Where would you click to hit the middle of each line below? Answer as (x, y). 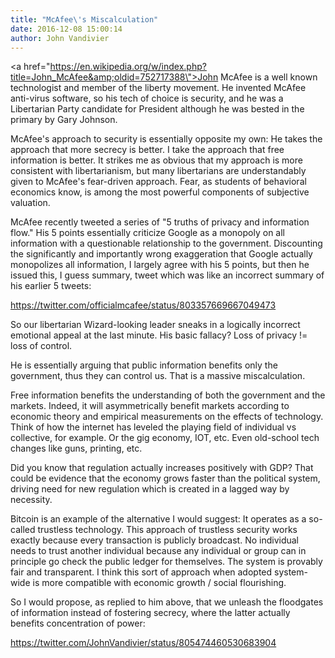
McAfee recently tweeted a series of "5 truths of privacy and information (160, 222)
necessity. (31, 500)
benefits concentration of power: (78, 623)
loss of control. (41, 346)
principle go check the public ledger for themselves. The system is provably (166, 562)
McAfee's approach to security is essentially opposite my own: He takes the (166, 139)
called (23, 530)
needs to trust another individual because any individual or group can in (158, 551)
